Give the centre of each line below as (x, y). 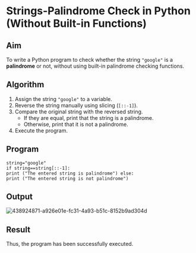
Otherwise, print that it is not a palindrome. (76, 124)
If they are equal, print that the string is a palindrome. (88, 118)
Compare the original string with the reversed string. (79, 112)
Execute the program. (41, 130)
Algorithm (25, 85)
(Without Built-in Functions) (77, 23)
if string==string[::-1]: (38, 168)
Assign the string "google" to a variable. (64, 99)
